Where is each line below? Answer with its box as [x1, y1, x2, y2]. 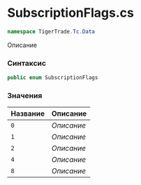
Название [10, 109, 45, 118]
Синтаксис [7, 58, 47, 68]
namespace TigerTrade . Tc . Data [7, 28, 96, 35]
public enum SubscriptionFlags [7, 74, 98, 81]
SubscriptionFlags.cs [7, 5, 134, 21]
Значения [7, 90, 43, 100]
